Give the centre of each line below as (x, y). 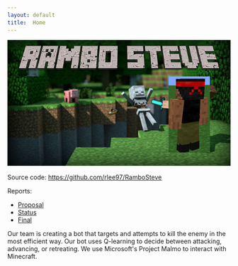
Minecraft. (22, 256)
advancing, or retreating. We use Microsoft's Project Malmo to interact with (117, 249)
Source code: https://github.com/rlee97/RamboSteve (85, 177)
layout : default (31, 15)
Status (27, 212)
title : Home (27, 22)
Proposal (30, 205)
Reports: (20, 191)
